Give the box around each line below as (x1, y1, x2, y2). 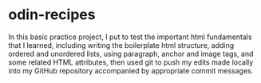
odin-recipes (8, 6, 96, 24)
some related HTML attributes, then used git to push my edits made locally (8, 57, 254, 67)
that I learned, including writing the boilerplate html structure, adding (8, 40, 235, 49)
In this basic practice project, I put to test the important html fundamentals (8, 32, 253, 41)
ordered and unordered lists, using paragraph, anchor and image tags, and (8, 49, 254, 58)
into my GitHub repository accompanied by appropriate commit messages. (8, 65, 254, 75)
